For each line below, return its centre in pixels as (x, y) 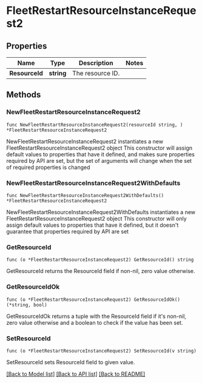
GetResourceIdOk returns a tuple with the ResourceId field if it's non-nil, (96, 316)
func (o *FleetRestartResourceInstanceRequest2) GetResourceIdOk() (93, 299)
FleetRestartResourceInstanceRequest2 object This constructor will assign (99, 148)
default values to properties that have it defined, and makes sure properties (101, 154)
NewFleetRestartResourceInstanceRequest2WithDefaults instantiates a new (101, 212)
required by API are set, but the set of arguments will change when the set (99, 160)
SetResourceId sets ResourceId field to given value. (71, 362)
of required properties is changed (48, 167)
